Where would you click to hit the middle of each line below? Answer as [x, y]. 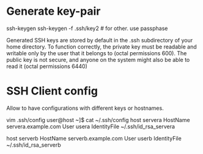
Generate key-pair [54, 11]
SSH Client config [52, 91]
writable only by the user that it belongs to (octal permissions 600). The [97, 53]
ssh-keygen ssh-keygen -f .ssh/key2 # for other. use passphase [87, 28]
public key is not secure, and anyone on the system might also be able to [98, 60]
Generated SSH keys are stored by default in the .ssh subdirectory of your [100, 40]
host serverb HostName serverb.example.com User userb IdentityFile [94, 138]
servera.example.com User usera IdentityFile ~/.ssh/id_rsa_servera [91, 126]
